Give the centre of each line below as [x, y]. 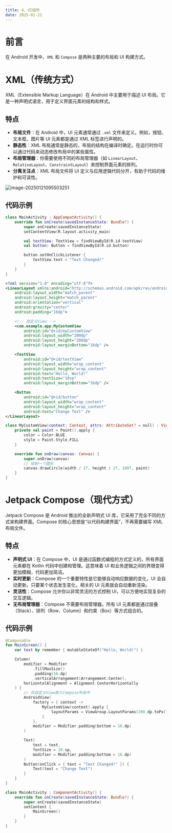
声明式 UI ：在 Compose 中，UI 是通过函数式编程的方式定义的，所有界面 [88, 559]
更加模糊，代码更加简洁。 [40, 572]
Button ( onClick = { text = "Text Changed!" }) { [77, 764]
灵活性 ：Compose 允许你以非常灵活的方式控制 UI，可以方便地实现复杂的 [89, 591]
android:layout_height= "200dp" [57, 340]
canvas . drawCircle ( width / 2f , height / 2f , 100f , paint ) [87, 468]
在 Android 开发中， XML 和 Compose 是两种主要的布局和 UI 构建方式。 [77, 57]
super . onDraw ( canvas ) [47, 459]
